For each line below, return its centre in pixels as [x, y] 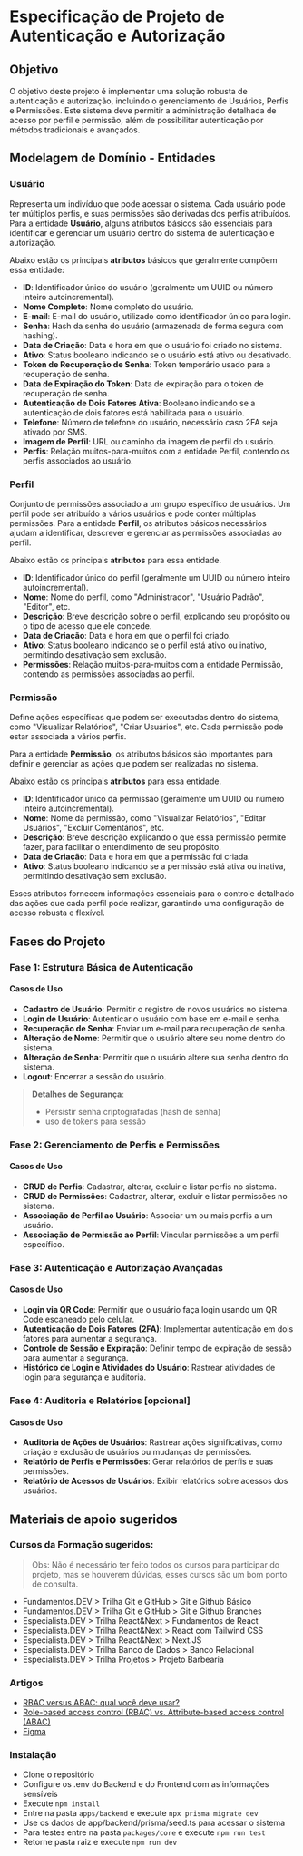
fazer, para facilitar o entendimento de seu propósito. [122, 847]
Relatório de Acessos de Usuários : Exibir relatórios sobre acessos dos [155, 1481]
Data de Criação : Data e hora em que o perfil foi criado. [127, 635]
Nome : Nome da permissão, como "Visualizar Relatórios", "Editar [144, 818]
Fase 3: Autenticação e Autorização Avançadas [117, 1267]
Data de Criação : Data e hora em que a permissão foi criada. [137, 857]
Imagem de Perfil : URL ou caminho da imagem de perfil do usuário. [149, 441]
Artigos [26, 1683]
